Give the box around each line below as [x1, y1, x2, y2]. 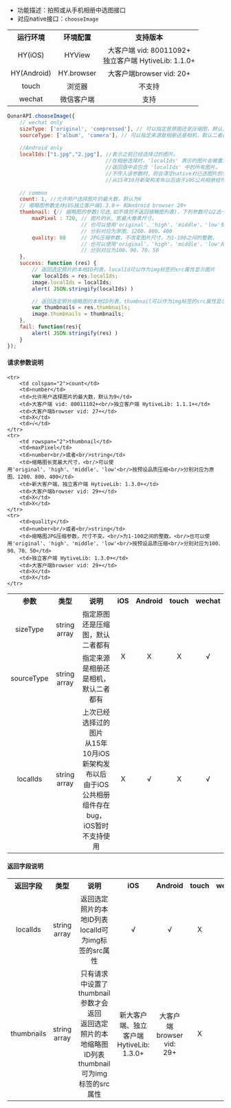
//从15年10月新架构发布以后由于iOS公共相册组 [105, 176, 221, 184]
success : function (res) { [19, 260, 97, 267]
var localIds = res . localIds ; [32, 273, 118, 279]
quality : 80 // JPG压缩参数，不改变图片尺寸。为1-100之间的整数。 [32, 234, 218, 241]
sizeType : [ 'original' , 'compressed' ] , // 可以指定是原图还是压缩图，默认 [19, 125, 223, 132]
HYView [64, 50, 91, 60]
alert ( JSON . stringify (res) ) [32, 330, 118, 337]
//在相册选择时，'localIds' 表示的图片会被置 [105, 158, 223, 164]
